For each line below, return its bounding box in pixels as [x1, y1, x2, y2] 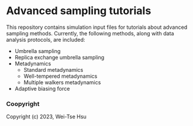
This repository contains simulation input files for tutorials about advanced [6, 24, 188, 31]
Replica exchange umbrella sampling [14, 54, 105, 61]
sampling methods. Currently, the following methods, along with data [6, 29, 175, 37]
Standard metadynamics [23, 66, 83, 73]
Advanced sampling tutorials [6, 4, 152, 18]
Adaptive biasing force [14, 85, 70, 92]
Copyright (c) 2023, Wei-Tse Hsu [6, 113, 87, 120]
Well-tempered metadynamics [23, 72, 98, 79]
